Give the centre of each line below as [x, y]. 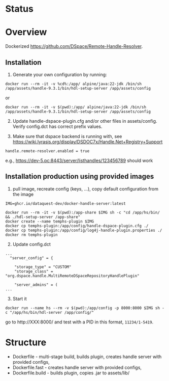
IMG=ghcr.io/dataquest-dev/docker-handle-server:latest [65, 203]
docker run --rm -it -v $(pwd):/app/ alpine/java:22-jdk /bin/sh [76, 107]
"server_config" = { [31, 258]
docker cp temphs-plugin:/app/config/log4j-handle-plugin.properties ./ [84, 230]
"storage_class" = [34, 271]
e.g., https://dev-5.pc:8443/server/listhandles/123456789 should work [79, 160]
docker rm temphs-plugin [31, 235]
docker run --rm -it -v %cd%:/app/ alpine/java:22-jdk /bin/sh [74, 84]
